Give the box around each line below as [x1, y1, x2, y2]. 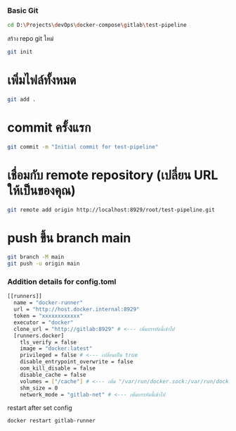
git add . [7, 96, 37, 103]
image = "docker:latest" [20, 345, 93, 352]
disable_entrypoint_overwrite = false [20, 358, 133, 366]
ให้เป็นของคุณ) [7, 182, 76, 199]
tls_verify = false [20, 339, 77, 346]
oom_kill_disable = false [20, 365, 96, 372]
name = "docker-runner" [13, 299, 83, 306]
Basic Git [7, 6, 39, 15]
